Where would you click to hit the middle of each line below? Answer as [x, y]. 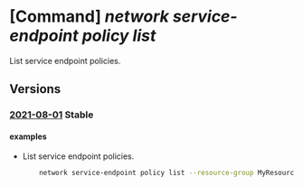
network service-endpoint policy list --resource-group [147, 173]
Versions [35, 89]
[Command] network [90, 17]
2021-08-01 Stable [52, 115]
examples [28, 136]
